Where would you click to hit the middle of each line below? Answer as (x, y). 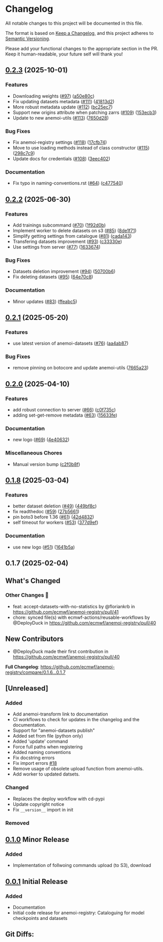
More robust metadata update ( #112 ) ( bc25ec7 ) (63, 107)
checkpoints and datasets (40, 918)
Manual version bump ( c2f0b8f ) (46, 464)
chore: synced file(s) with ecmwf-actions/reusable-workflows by (81, 617)
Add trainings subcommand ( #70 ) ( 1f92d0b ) (59, 225)
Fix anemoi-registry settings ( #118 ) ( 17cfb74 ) (60, 142)
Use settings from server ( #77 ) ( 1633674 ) (57, 247)
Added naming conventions (42, 752)
